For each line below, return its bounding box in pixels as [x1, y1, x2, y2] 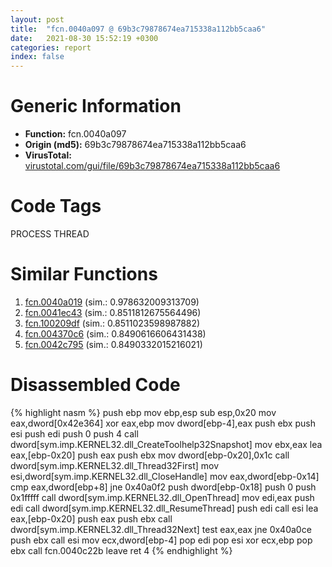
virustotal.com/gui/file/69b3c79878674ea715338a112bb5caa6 [24, 160, 281, 172]
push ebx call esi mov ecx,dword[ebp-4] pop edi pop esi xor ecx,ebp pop [10, 534, 313, 546]
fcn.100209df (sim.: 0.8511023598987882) [24, 317, 201, 329]
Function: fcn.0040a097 [24, 128, 127, 140]
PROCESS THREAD [10, 228, 90, 240]
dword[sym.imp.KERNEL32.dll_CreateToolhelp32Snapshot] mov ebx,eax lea [10, 438, 323, 450]
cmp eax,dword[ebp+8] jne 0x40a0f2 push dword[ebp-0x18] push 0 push [10, 481, 317, 493]
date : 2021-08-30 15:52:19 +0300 [10, 33, 159, 43]
